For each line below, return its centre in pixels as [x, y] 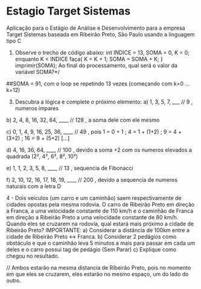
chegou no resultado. [33, 256]
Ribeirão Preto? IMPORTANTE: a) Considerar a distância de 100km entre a [98, 230]
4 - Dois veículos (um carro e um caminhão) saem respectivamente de [94, 198]
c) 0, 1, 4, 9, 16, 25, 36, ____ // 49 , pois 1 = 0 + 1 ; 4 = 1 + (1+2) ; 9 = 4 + [94, 131]
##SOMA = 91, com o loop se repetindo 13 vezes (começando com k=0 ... [98, 84]
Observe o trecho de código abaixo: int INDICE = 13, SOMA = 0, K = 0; [102, 52]
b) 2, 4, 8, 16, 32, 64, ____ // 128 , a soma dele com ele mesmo [83, 120]
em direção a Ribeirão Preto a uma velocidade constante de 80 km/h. [92, 217]
